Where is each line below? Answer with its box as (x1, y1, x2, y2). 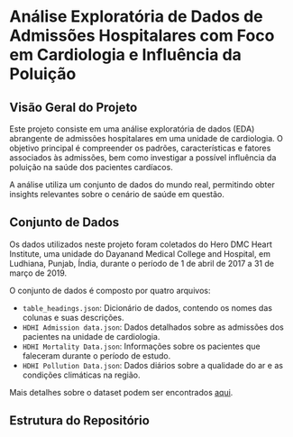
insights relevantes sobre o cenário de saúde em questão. (9, 189, 225, 199)
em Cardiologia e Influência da (9, 45, 242, 65)
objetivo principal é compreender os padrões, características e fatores (9, 142, 271, 153)
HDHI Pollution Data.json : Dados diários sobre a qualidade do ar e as (22, 360, 284, 370)
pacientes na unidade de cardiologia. (22, 331, 160, 341)
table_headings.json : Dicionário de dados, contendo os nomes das (22, 302, 273, 313)
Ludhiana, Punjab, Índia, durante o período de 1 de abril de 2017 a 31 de (9, 258, 275, 269)
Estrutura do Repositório (9, 413, 151, 429)
